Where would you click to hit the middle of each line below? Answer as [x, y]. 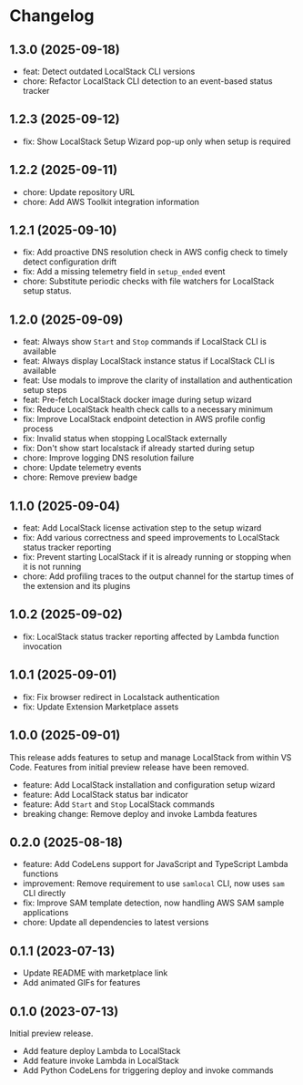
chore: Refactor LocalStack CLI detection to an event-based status [147, 81]
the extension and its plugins [76, 586]
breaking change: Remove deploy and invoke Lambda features [140, 813]
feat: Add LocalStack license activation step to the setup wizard [142, 528]
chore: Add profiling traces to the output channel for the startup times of [158, 576]
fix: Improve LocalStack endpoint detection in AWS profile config [144, 419]
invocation [42, 646]
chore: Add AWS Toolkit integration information [111, 201]
